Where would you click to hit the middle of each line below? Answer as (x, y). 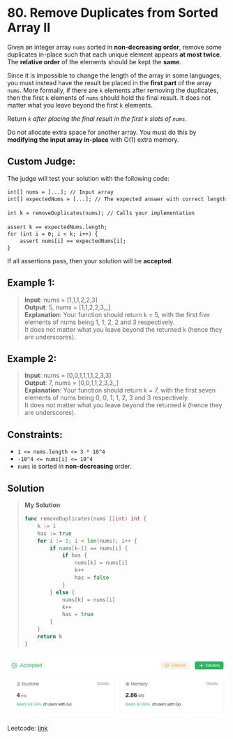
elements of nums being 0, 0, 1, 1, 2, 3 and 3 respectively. (107, 398)
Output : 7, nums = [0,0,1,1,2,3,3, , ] (72, 383)
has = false (92, 578)
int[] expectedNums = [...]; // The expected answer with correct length (117, 199)
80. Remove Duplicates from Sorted (113, 13)
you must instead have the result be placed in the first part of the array (110, 82)
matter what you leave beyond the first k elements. (80, 105)
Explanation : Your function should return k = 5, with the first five (117, 314)
